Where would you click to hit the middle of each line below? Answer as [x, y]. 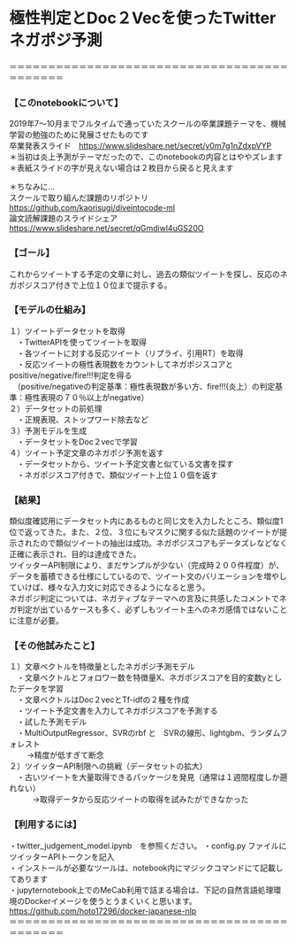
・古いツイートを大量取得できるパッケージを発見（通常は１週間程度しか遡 [152, 777]
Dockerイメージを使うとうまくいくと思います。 [110, 900]
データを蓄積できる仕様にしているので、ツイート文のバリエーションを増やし [148, 576]
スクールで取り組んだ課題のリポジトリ [79, 198]
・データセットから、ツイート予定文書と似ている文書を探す [125, 464]
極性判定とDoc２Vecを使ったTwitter [143, 18]
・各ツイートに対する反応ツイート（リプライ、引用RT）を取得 [130, 353]
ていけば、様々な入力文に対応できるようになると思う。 [110, 587]
